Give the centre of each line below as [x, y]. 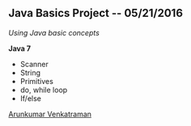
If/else [31, 98]
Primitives [37, 81]
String [30, 73]
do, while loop [44, 90]
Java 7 [19, 48]
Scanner [34, 64]
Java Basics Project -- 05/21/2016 [96, 13]
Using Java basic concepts [54, 32]
